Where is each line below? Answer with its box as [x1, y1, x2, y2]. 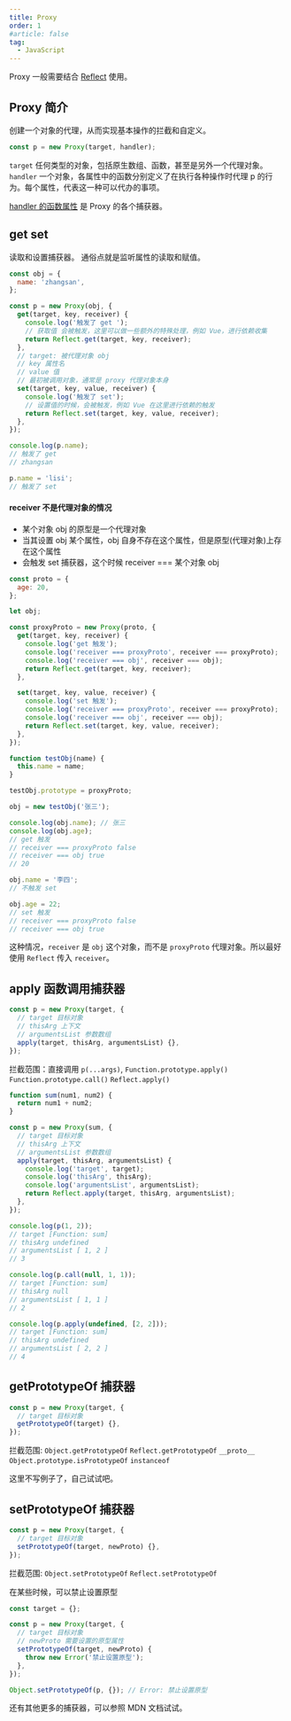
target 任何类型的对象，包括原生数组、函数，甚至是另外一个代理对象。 [9, 160, 268, 170]
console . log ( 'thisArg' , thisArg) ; [25, 1172, 152, 1181]
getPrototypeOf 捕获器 [9, 1379, 135, 1394]
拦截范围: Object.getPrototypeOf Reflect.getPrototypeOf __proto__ [9, 1445, 256, 1456]
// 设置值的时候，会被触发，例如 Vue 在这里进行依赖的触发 [25, 401, 215, 409]
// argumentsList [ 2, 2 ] [9, 1344, 109, 1353]
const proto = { [9, 574, 69, 583]
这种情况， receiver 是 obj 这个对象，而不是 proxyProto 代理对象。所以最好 [9, 941, 282, 953]
